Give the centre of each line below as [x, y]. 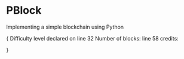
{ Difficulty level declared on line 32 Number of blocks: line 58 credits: [93, 38]
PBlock [24, 10]
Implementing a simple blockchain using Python [65, 27]
